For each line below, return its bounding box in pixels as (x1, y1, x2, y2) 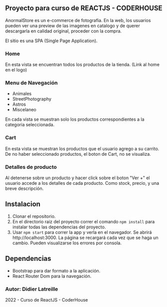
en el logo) (5, 67, 27, 73)
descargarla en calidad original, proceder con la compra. (5, 28, 122, 34)
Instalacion (5, 200, 41, 208)
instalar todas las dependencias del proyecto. (12, 224, 106, 230)
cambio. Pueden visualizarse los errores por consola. (12, 240, 122, 246)
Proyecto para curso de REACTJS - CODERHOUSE (5, 4, 163, 13)
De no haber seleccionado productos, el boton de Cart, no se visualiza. (5, 151, 151, 157)
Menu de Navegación (5, 80, 58, 87)
